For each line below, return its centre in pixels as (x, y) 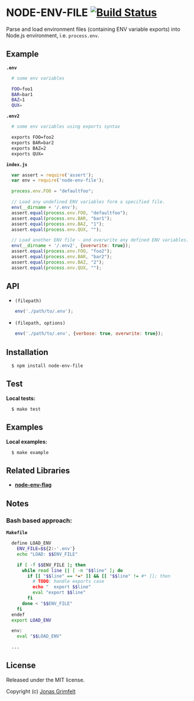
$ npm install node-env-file (47, 366)
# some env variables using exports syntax (66, 127)
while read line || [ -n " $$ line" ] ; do (72, 570)
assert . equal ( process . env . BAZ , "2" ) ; (58, 262)
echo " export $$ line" (62, 587)
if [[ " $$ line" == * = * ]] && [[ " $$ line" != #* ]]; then (99, 576)
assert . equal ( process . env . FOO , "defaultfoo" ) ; (70, 213)
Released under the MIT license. (46, 680)
